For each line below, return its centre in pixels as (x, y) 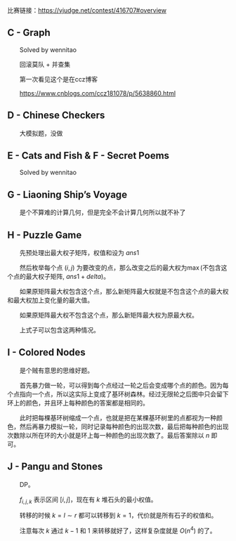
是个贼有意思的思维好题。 (57, 370)
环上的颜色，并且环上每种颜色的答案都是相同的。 (78, 403)
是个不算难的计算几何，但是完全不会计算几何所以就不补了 (103, 212)
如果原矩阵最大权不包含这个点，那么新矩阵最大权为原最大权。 (109, 315)
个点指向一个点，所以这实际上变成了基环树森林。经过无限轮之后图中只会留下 (118, 394)
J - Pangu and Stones (55, 467)
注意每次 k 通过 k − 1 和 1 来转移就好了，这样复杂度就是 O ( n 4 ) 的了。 (118, 530)
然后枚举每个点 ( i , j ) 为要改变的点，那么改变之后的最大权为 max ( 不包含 (120, 268)
